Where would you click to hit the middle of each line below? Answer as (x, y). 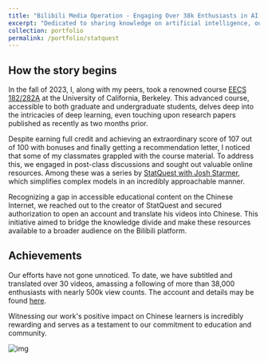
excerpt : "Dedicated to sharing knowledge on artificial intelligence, (130, 23)
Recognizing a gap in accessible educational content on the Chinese (121, 197)
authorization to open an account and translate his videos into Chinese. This (133, 214)
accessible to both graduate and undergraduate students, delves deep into (131, 107)
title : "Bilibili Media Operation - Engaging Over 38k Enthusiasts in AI (134, 16)
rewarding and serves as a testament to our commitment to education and (130, 324)
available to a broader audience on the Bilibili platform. (98, 231)
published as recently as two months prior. (79, 124)
